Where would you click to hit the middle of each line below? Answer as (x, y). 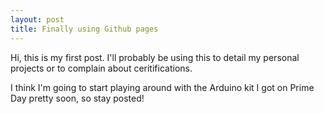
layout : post (37, 19)
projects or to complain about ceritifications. (101, 68)
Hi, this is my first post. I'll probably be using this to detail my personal (155, 57)
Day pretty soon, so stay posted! (77, 98)
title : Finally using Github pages (84, 29)
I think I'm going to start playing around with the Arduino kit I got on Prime (162, 87)
